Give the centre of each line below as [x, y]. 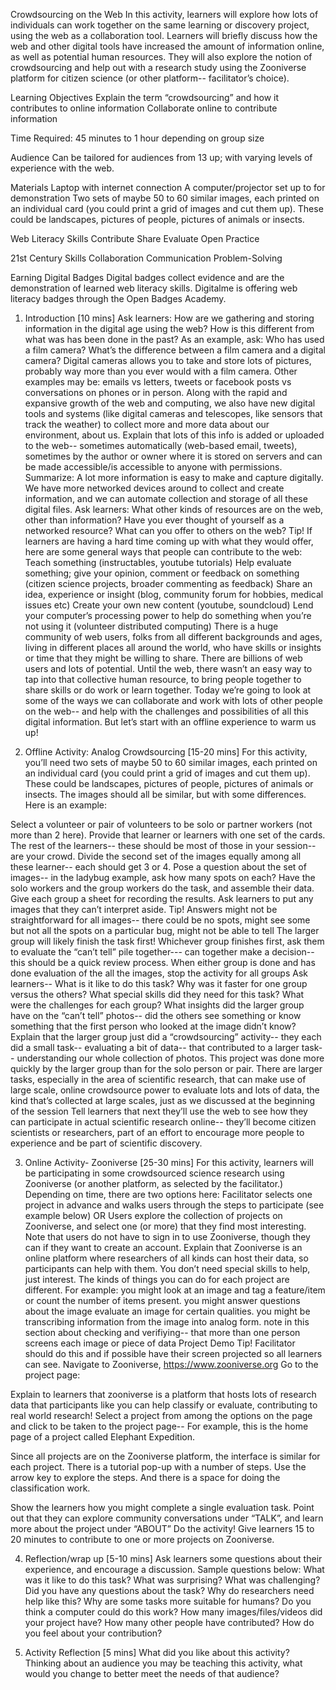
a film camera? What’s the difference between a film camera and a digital [175, 350]
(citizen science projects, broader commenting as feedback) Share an [168, 583]
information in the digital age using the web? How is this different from [169, 328]
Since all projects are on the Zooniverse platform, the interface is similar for [165, 1456]
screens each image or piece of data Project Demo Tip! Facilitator [160, 1343]
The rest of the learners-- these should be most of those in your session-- [163, 845]
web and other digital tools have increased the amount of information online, [167, 46]
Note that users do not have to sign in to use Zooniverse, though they [167, 1237]
